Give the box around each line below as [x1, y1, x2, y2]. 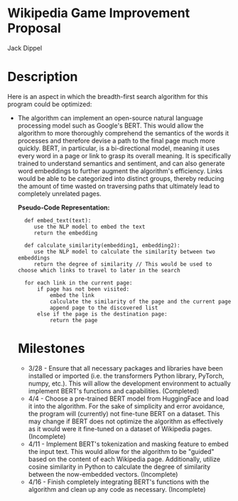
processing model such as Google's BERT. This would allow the [17, 121, 204, 130]
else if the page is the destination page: [36, 310, 168, 318]
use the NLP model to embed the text [33, 223, 146, 230]
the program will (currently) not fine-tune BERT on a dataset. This [28, 409, 220, 418]
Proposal [7, 20, 62, 36]
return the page [49, 316, 98, 324]
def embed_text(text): [24, 217, 92, 224]
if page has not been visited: [36, 285, 130, 293]
